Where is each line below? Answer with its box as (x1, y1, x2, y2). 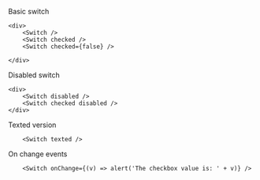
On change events (8, 149, 68, 159)
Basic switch (8, 7, 50, 16)
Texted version (8, 120, 57, 129)
